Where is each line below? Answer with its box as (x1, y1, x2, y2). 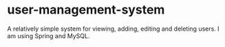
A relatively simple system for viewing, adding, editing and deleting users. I (7, 25, 219, 33)
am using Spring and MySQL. (7, 31, 90, 40)
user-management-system (7, 2, 165, 18)
